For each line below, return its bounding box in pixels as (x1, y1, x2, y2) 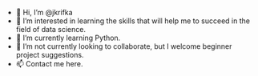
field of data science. (15, 25, 87, 34)
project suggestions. (15, 50, 84, 59)
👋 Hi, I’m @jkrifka (15, 8, 74, 17)
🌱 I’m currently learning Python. (15, 33, 121, 42)
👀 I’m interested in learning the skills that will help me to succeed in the (15, 16, 251, 26)
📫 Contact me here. (15, 59, 83, 68)
